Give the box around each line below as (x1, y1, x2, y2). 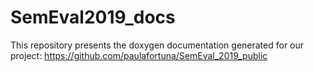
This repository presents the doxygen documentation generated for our (10, 39, 305, 51)
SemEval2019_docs (10, 6, 176, 29)
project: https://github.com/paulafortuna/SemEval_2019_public (10, 49, 268, 61)
